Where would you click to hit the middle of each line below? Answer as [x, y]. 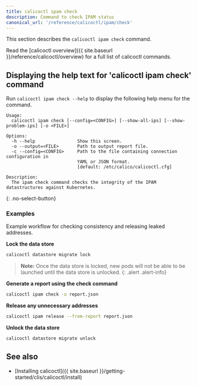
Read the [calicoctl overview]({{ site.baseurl [59, 51]
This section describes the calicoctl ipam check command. [79, 39]
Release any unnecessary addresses [52, 306]
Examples [21, 214]
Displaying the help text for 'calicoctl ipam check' [99, 75]
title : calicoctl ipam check [42, 11]
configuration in [27, 157]
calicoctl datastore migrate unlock [51, 338]
